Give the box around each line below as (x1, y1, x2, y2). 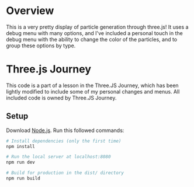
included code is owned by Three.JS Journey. (6, 94, 117, 101)
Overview (6, 4, 54, 18)
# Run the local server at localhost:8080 (6, 154, 111, 160)
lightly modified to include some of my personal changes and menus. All (6, 88, 180, 95)
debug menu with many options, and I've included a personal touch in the (6, 29, 183, 36)
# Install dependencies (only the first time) (6, 138, 122, 144)
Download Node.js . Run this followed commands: (6, 127, 124, 134)
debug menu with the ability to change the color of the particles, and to (6, 36, 177, 43)
